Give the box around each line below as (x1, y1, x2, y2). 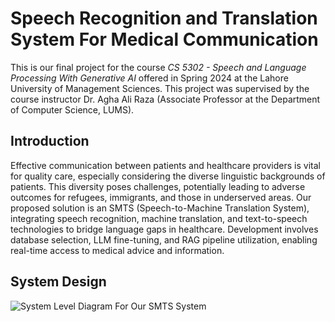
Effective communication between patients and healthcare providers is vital (10, 159, 321, 171)
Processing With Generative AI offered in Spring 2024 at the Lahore (10, 72, 289, 84)
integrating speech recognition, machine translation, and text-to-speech (10, 212, 308, 224)
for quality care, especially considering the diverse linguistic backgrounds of (10, 170, 326, 182)
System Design (10, 273, 107, 291)
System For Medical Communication (10, 28, 319, 51)
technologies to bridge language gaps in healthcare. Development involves (10, 223, 319, 235)
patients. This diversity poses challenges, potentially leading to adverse (10, 180, 306, 192)
